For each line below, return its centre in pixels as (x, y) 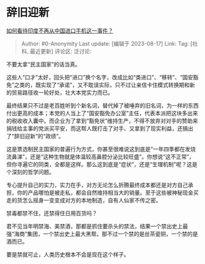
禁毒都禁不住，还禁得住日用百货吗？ (52, 213)
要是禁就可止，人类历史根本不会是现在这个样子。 (68, 254)
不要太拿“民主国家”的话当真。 (44, 64)
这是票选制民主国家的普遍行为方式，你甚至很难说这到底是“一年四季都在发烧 (101, 149)
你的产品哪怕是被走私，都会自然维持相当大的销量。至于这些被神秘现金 (105, 193)
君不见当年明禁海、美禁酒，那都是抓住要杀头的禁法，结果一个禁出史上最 (97, 226)
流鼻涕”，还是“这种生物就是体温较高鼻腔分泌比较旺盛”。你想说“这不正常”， (100, 156)
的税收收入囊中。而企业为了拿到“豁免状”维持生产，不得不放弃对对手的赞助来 (102, 120)
